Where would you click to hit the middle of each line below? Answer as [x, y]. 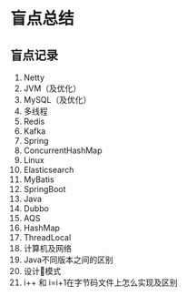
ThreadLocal [47, 237]
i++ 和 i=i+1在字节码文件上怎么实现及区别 [100, 282]
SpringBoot [44, 189]
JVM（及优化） [52, 88]
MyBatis [39, 179]
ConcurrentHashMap [63, 150]
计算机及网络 [47, 248]
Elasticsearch [49, 170]
